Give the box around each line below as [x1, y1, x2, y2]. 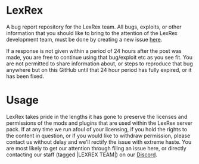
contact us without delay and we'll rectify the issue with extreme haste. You [6, 138, 192, 146]
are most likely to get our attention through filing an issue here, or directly [6, 144, 186, 152]
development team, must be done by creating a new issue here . [6, 36, 163, 43]
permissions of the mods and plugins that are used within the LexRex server [6, 119, 193, 127]
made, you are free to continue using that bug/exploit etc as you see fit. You [6, 53, 192, 61]
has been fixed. [6, 72, 45, 80]
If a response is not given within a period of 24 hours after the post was [6, 47, 182, 54]
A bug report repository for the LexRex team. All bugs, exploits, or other [6, 23, 182, 30]
